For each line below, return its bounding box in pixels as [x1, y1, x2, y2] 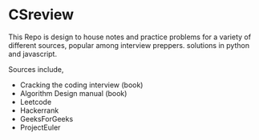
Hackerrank [19, 106, 59, 115]
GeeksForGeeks [19, 114, 74, 123]
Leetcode [19, 97, 52, 106]
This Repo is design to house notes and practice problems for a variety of [8, 32, 251, 42]
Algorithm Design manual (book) [19, 88, 127, 98]
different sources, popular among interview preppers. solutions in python [8, 40, 250, 50]
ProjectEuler [19, 122, 61, 132]
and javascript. [8, 49, 58, 58]
